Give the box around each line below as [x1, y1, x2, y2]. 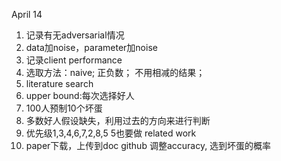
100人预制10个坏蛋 [25, 102, 103, 114]
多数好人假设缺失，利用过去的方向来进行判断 [25, 115, 211, 126]
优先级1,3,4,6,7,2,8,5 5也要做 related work [25, 127, 197, 139]
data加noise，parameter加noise [25, 42, 158, 53]
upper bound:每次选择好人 [25, 90, 135, 101]
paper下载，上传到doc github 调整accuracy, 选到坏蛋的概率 [25, 140, 272, 151]
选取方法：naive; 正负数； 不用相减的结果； [25, 67, 206, 78]
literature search [25, 78, 94, 89]
